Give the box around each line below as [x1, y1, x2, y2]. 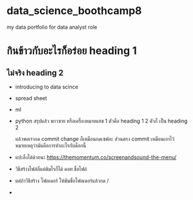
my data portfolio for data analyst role [6, 23, 98, 30]
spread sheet [15, 94, 47, 101]
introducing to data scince [15, 83, 78, 90]
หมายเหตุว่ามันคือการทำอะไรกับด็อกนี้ [15, 142, 87, 149]
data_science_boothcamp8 [6, 4, 142, 18]
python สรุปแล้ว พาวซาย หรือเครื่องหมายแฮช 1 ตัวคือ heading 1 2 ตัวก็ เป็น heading [15, 117, 188, 124]
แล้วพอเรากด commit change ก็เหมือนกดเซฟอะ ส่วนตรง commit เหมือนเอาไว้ [15, 135, 175, 142]
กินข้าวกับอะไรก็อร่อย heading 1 [6, 44, 137, 57]
